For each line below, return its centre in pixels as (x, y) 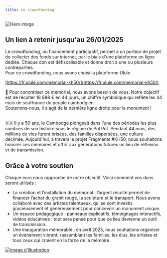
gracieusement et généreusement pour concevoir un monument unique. (86, 209)
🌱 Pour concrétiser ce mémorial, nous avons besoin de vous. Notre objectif (82, 92)
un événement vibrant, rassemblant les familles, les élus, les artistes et (85, 235)
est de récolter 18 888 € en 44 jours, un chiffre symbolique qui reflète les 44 (84, 97)
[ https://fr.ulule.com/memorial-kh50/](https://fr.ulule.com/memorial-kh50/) (82, 82)
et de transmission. (25, 150)
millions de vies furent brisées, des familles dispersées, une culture (74, 134)
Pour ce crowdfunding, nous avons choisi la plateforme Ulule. (68, 73)
